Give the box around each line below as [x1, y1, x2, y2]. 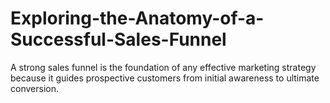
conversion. [10, 82, 59, 94]
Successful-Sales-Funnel [10, 28, 227, 51]
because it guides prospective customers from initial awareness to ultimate [10, 72, 320, 84]
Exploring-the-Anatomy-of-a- [10, 7, 265, 30]
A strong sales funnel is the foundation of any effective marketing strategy [10, 61, 317, 73]
